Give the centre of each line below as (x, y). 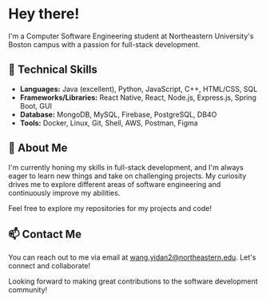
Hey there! (44, 14)
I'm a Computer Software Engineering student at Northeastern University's (131, 36)
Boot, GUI (36, 105)
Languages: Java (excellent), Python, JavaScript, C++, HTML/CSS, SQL (139, 89)
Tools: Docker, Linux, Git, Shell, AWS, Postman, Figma (109, 123)
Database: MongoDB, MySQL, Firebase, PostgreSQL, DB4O (118, 114)
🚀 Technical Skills (53, 70)
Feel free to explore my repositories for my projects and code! (110, 208)
